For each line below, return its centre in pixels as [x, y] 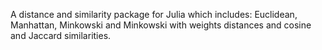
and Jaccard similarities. [61, 35]
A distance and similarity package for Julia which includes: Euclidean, [154, 14]
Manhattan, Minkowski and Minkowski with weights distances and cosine [161, 25]
